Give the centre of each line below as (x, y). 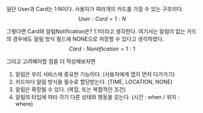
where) (24, 104)
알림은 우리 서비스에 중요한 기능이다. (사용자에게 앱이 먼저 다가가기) (95, 74)
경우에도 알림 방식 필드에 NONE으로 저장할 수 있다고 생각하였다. (88, 39)
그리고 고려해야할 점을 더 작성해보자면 (51, 61)
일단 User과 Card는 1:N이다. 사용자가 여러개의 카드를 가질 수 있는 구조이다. (95, 9)
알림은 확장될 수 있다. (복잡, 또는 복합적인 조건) (71, 89)
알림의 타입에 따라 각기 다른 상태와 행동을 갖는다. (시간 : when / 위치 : (97, 97)
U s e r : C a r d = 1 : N (102, 19)
